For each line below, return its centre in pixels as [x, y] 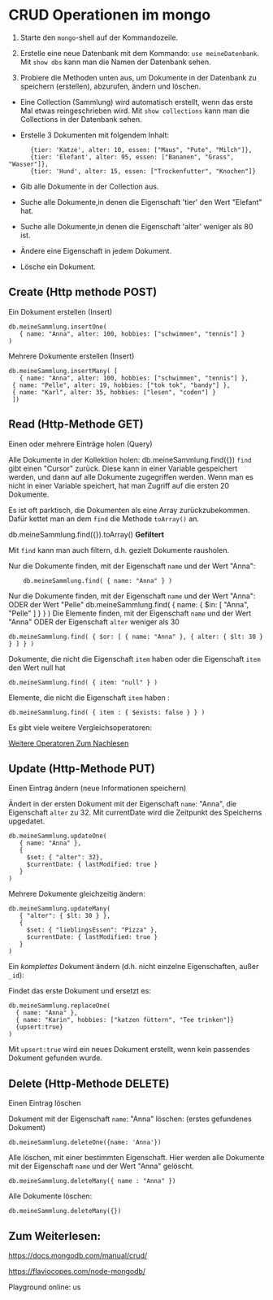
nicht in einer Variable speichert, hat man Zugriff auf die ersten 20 [119, 485]
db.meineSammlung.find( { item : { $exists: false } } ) [107, 712]
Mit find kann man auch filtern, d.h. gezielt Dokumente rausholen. [119, 550]
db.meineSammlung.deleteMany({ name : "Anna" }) [92, 1181]
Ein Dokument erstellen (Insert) [61, 311]
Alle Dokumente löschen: [50, 1196]
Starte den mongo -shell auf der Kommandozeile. [99, 37]
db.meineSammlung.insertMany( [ [63, 371]
